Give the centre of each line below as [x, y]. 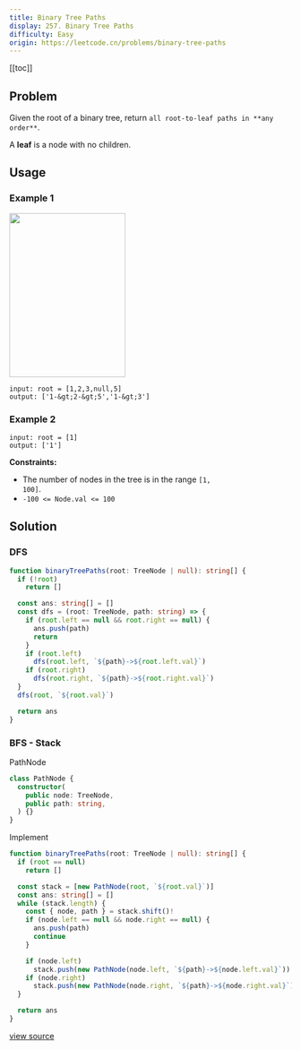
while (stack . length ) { [61, 903]
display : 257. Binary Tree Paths [72, 26]
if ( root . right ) [56, 670]
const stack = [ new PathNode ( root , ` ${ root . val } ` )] [116, 886]
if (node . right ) [56, 977]
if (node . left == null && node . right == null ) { [118, 920]
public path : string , [65, 804]
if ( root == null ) [52, 862]
